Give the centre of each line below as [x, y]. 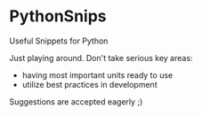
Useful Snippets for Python [59, 41]
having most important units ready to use [97, 75]
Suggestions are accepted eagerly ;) [76, 101]
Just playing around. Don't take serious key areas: [101, 58]
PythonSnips [58, 16]
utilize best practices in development [89, 84]
